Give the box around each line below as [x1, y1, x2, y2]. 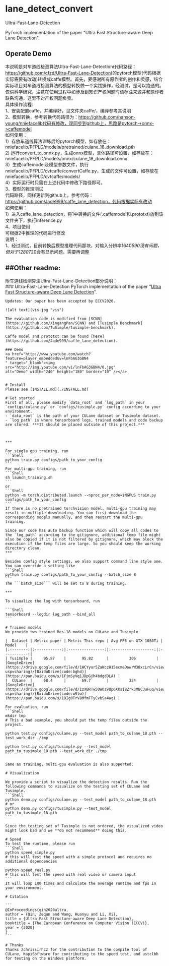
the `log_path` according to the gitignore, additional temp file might [5, 532, 161, 537]
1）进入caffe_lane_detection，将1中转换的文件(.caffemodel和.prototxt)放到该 [5, 211, 163, 217]
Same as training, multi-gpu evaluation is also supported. [5, 762, 134, 767]
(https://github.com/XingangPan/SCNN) [5, 321, 87, 326]
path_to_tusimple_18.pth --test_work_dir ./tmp [5, 748, 107, 754]
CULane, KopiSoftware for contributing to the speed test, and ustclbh [5, 951, 158, 956]
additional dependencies [5, 859, 57, 864]
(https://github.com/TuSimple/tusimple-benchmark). [5, 325, 116, 330]
